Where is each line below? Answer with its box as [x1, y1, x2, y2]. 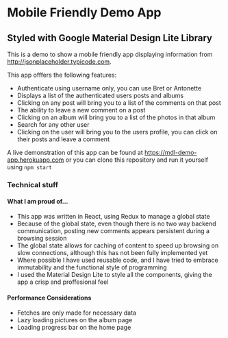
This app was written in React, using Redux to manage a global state [16, 213, 210, 221]
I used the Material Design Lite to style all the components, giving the [16, 271, 212, 279]
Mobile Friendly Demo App [7, 5, 162, 21]
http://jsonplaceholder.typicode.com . [7, 58, 112, 66]
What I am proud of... [7, 197, 68, 205]
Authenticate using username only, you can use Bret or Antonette [16, 84, 202, 92]
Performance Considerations [7, 293, 92, 302]
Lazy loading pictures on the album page [16, 316, 133, 324]
